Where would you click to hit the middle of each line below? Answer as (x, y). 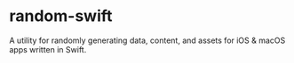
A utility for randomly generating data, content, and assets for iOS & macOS (147, 40)
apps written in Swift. (48, 49)
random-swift (61, 16)
